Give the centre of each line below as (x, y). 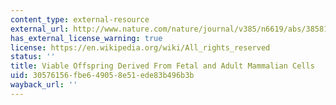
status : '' (33, 57)
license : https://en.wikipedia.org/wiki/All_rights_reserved (140, 47)
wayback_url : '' (44, 85)
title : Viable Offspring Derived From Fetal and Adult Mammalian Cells (162, 66)
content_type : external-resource (80, 19)
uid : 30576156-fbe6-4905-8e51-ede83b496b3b (102, 76)
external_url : (40, 29)
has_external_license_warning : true (86, 38)
